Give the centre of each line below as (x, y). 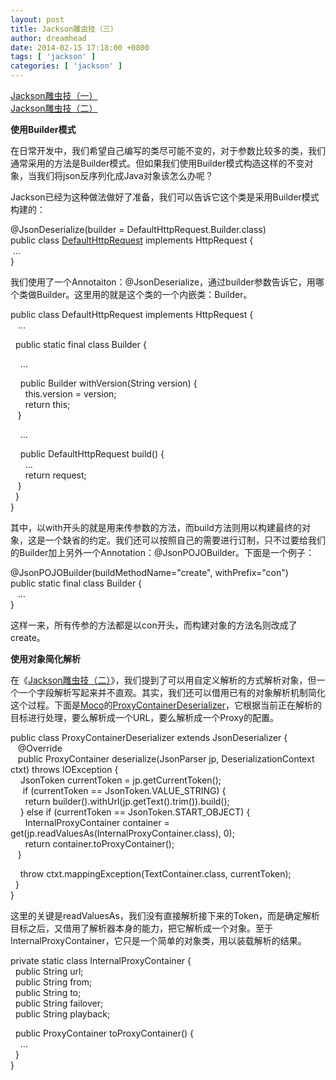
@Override (40, 748)
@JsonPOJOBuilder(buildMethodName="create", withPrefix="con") (149, 572)
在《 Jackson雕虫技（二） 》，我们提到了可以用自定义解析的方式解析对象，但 (163, 680)
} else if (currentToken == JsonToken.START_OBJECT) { (135, 812)
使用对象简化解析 (45, 659)
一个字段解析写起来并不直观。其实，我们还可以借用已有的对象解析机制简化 (172, 692)
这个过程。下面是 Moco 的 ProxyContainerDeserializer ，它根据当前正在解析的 (166, 705)
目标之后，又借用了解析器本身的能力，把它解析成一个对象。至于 (141, 928)
